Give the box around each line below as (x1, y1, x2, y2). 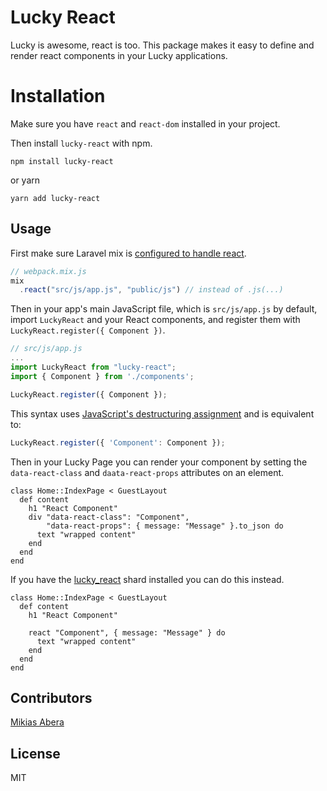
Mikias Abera (10, 716, 65, 728)
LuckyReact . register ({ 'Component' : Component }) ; (10, 437, 226, 448)
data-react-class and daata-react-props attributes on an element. (10, 466, 285, 478)
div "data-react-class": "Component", (28, 512, 190, 522)
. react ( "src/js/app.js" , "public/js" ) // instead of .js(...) (19, 285, 284, 295)
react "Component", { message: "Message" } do (28, 627, 226, 638)
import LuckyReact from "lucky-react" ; (10, 362, 177, 373)
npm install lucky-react (10, 156, 114, 166)
